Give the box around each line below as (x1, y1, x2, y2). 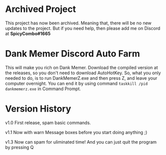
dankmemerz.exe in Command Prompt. (5, 86, 81, 92)
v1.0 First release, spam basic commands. (5, 120, 91, 126)
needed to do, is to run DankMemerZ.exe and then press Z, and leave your (5, 75, 158, 81)
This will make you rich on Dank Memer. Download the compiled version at (5, 64, 158, 70)
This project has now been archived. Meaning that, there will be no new (5, 20, 152, 26)
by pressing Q (5, 144, 34, 150)
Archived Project (5, 3, 76, 15)
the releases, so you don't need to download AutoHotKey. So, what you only (5, 70, 161, 76)
